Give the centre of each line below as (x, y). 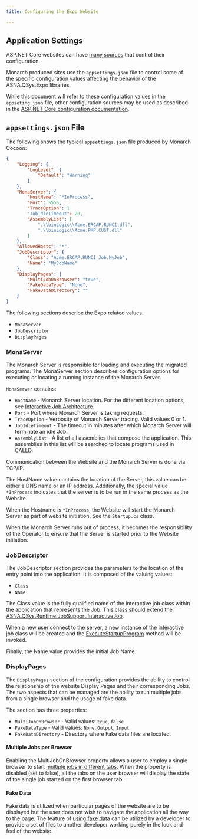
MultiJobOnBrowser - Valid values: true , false (69, 721)
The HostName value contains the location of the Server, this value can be (96, 480)
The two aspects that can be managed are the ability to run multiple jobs (94, 692)
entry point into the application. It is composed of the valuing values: (89, 574)
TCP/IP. (15, 468)
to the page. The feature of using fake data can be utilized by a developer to (98, 818)
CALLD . (24, 450)
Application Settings (44, 41)
